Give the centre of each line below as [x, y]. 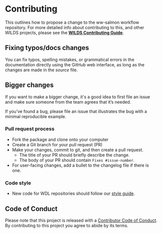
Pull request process [30, 129]
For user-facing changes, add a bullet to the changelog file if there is [80, 165]
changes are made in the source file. [42, 70]
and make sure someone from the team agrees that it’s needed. [68, 102]
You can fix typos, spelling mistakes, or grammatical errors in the [70, 60]
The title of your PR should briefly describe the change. [74, 155]
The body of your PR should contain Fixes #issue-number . [77, 160]
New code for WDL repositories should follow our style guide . [74, 194]
